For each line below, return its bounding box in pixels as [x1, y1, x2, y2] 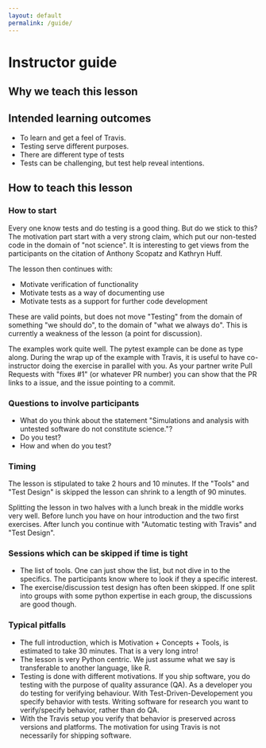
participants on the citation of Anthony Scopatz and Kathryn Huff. [8, 248, 222, 258]
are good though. [19, 599, 77, 609]
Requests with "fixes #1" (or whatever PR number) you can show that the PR [8, 369, 257, 378]
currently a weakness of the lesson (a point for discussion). [8, 328, 202, 338]
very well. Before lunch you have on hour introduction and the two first [8, 511, 240, 521]
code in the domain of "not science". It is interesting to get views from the [8, 240, 249, 250]
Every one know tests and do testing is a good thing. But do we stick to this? [8, 223, 258, 233]
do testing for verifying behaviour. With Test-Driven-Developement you [19, 688, 253, 698]
